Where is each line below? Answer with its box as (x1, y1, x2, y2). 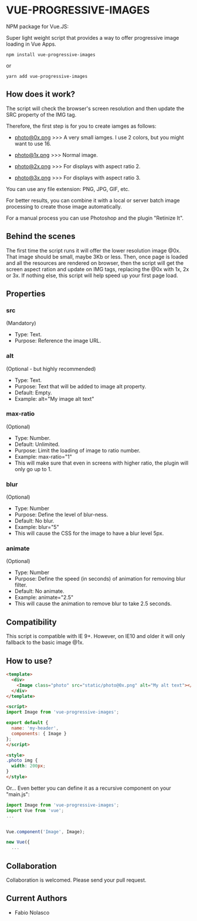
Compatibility (6, 617, 57, 627)
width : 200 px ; (11, 763, 46, 769)
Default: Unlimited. (14, 441, 60, 448)
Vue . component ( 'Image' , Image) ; (6, 828, 85, 835)
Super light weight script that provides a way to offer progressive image (6, 34, 179, 41)
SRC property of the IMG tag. (6, 111, 77, 118)
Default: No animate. (14, 588, 64, 595)
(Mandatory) (6, 320, 36, 327)
